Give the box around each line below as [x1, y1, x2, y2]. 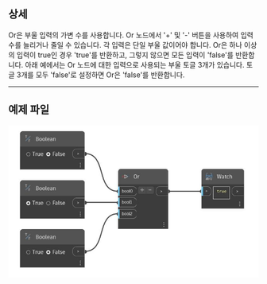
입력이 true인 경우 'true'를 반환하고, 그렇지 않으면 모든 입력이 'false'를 [16, 50, 234, 60]
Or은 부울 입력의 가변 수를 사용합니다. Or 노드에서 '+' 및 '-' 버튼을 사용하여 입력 [8, 30, 254, 40]
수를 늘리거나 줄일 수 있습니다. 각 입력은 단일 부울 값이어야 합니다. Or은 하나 [8, 40, 242, 49]
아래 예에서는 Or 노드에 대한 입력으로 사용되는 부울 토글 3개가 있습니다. [25, 60, 245, 69]
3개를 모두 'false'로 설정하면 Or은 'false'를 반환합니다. [16, 70, 185, 80]
